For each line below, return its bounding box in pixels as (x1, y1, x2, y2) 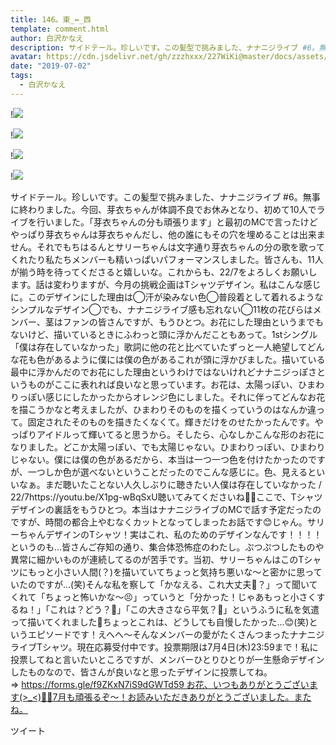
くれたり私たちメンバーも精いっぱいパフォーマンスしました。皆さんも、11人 (10, 253, 324, 265)
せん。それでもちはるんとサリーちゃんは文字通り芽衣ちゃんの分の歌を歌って (10, 241, 325, 253)
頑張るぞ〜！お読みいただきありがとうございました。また (74, 691, 312, 703)
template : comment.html (10, 24, 110, 34)
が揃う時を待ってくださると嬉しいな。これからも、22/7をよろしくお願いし (10, 266, 318, 278)
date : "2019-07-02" (10, 61, 92, 71)
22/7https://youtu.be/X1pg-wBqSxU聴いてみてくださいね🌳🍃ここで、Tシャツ (10, 491, 323, 503)
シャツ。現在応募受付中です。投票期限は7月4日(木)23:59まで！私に (42, 641, 319, 653)
